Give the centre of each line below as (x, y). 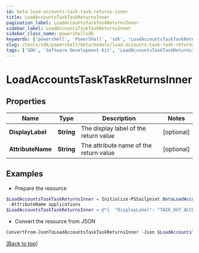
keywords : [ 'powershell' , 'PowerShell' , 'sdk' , (66, 39)
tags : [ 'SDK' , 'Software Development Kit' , (61, 50)
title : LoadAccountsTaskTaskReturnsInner (58, 17)
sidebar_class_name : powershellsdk (50, 34)
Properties (26, 102)
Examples (25, 174)
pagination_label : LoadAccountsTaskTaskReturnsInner (73, 23)
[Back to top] (22, 243)
